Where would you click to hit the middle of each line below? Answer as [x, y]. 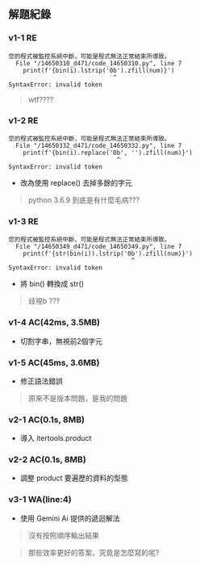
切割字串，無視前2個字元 [61, 341]
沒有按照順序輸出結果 [63, 535]
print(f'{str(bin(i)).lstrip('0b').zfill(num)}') [108, 254]
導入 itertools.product [56, 438]
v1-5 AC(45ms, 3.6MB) [54, 362]
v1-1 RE [23, 38]
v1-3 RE [23, 221]
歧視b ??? [44, 301]
